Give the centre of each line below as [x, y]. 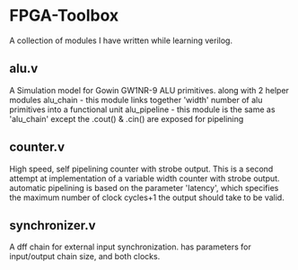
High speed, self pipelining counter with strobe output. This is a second [141, 169]
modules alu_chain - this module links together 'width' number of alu [136, 100]
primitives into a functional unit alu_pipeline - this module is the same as [142, 109]
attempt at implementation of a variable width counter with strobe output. [145, 178]
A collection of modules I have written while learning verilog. [121, 40]
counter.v [37, 148]
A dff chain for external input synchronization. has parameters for [130, 247]
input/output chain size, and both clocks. [85, 257]
